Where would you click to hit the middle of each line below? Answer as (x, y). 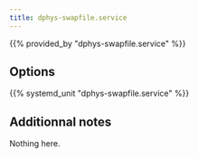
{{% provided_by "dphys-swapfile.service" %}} (98, 43)
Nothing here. (35, 144)
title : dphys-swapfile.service (68, 18)
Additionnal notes (61, 121)
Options (33, 72)
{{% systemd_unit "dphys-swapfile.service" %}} (99, 93)
